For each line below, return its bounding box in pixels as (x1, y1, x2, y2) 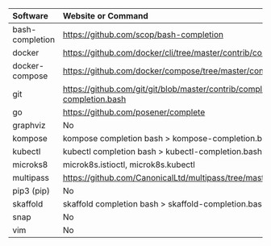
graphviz (12, 120, 46, 131)
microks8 (12, 159, 48, 170)
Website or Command (62, 10, 148, 21)
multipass (12, 173, 50, 183)
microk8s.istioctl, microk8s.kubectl (62, 159, 195, 170)
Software (12, 10, 48, 21)
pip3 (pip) (12, 186, 51, 196)
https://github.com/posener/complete (62, 106, 206, 118)
